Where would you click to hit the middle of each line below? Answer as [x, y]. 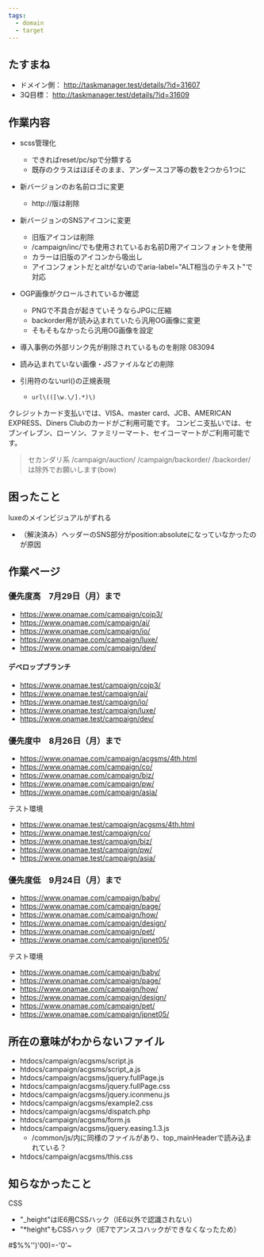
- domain [30, 23]
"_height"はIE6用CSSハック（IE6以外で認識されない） [108, 1219]
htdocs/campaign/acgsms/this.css [76, 1157]
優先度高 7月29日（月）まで [65, 596]
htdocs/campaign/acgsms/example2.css [86, 1103]
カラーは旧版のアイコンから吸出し [87, 257]
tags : [17, 15]
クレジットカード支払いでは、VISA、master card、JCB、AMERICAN [120, 413]
